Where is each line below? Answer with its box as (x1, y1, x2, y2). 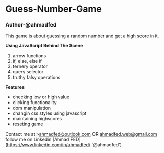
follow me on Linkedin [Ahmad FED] (5, 136, 81, 143)
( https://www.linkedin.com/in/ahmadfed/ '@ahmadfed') (5, 142, 122, 148)
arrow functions (12, 53, 46, 59)
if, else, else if (12, 58, 42, 64)
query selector (12, 69, 44, 75)
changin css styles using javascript (12, 110, 87, 116)
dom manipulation (12, 105, 51, 111)
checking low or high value (12, 94, 70, 100)
